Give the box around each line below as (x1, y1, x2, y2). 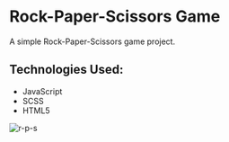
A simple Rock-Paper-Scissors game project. (9, 36, 176, 47)
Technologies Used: (9, 62, 124, 77)
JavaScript (22, 85, 63, 96)
